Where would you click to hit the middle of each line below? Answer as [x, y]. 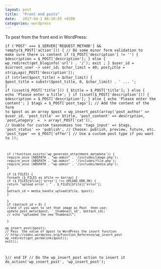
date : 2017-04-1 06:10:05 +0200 [40, 19]
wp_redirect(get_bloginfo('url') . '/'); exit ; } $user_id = [70, 63]
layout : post [18, 10]
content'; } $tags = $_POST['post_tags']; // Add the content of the [77, 103]
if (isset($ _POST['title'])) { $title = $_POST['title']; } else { [75, 90]
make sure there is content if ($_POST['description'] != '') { [72, 55]
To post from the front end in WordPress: [46, 37]
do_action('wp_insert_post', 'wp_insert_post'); [55, 262]
